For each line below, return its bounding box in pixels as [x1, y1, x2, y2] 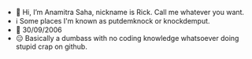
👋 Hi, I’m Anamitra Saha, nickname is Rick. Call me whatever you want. [15, 8, 245, 17]
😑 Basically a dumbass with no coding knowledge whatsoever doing [15, 34, 239, 42]
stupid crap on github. [15, 42, 88, 51]
